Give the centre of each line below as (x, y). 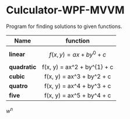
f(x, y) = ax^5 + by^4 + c (78, 96)
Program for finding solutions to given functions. (64, 26)
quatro (18, 86)
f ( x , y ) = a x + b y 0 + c (78, 54)
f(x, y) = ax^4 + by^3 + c (78, 86)
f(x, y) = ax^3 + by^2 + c (78, 76)
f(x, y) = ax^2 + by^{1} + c (78, 67)
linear (17, 54)
